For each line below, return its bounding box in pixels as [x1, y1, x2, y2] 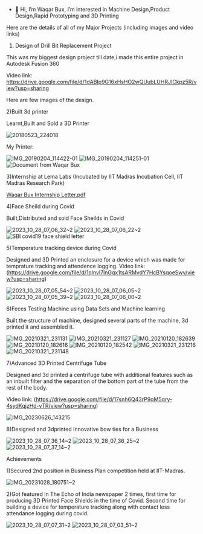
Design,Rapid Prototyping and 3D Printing [14, 12, 119, 19]
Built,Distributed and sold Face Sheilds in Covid [6, 214, 124, 222]
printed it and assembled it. [6, 323, 74, 330]
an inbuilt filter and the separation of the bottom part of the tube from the [6, 378, 188, 385]
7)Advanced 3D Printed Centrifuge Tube [6, 359, 107, 367]
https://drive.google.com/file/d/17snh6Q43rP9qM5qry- [35, 396, 173, 403]
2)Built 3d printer [6, 108, 49, 115]
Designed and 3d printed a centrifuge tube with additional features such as [6, 372, 193, 378]
